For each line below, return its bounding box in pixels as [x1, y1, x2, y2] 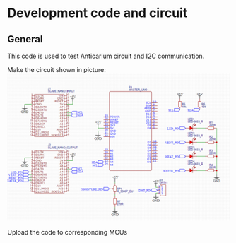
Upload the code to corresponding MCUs [7, 227, 128, 236]
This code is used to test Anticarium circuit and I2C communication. [7, 52, 205, 60]
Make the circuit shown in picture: [7, 66, 106, 73]
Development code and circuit [7, 5, 188, 21]
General [7, 33, 44, 45]
